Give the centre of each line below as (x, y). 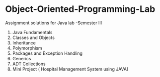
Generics (22, 58)
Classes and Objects (33, 38)
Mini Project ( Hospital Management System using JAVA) (70, 69)
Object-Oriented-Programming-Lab (80, 9)
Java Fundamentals (32, 32)
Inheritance (24, 42)
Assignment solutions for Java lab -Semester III (54, 23)
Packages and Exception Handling (47, 53)
